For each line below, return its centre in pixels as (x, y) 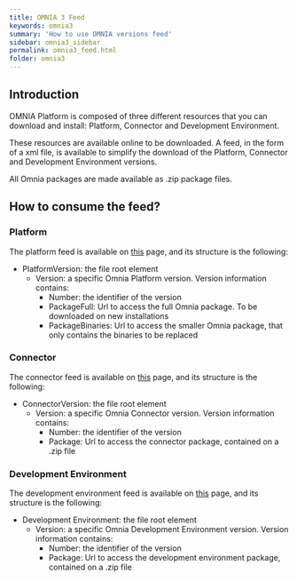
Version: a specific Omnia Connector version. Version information (155, 413)
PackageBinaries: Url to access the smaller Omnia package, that (166, 325)
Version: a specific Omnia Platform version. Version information (151, 278)
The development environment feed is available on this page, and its (134, 493)
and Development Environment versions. (83, 162)
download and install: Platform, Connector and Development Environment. (145, 125)
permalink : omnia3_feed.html (63, 51)
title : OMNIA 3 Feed (47, 17)
